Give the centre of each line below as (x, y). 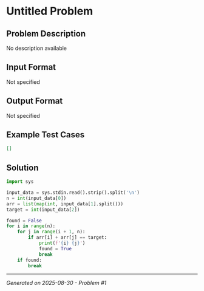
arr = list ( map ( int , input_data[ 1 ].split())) (65, 204)
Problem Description (46, 34)
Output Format (35, 101)
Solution (22, 167)
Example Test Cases (46, 135)
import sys (20, 182)
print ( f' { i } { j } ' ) (62, 243)
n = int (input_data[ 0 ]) (36, 198)
